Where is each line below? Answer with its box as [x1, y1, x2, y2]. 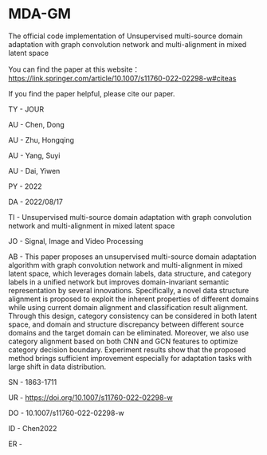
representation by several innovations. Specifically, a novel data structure [8, 285, 249, 295]
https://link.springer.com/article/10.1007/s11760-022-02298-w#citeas [8, 73, 237, 83]
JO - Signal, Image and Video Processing [8, 236, 143, 245]
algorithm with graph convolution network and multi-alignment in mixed [8, 260, 243, 269]
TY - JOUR [8, 104, 45, 114]
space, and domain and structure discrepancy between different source [8, 320, 245, 329]
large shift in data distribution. [8, 362, 106, 371]
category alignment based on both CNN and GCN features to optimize [8, 336, 239, 346]
